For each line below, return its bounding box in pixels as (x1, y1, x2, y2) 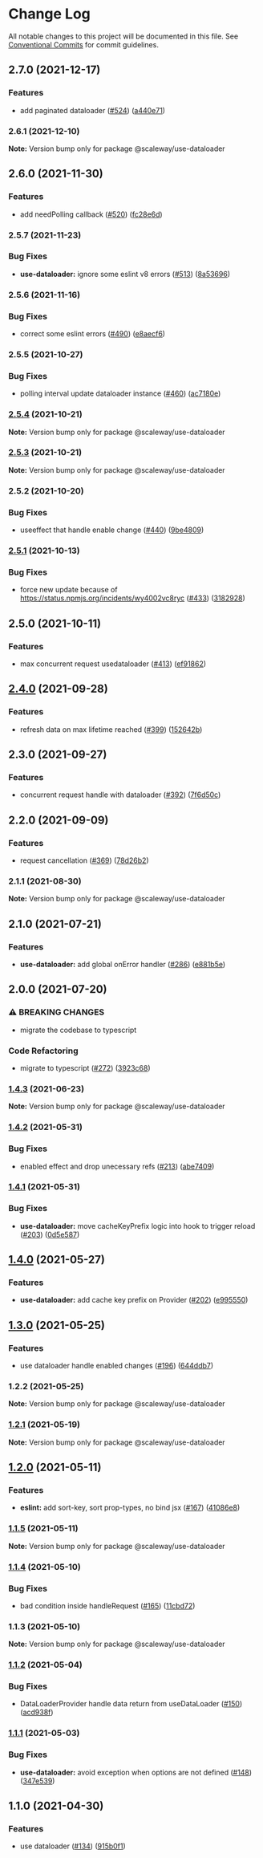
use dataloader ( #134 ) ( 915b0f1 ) (19, 1841, 126, 1851)
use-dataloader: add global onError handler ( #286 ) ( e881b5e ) (19, 960, 226, 970)
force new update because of (19, 585, 118, 595)
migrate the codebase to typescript (19, 1025, 137, 1035)
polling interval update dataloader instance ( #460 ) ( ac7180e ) (19, 388, 221, 398)
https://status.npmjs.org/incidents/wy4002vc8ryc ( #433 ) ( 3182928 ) (19, 593, 246, 603)
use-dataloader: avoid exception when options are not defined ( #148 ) (19, 1767, 253, 1777)
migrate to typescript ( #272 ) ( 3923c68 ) (19, 1063, 151, 1073)
